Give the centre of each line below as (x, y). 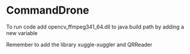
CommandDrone (48, 10)
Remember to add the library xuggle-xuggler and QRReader (80, 45)
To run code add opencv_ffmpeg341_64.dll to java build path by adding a (95, 27)
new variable (22, 33)
